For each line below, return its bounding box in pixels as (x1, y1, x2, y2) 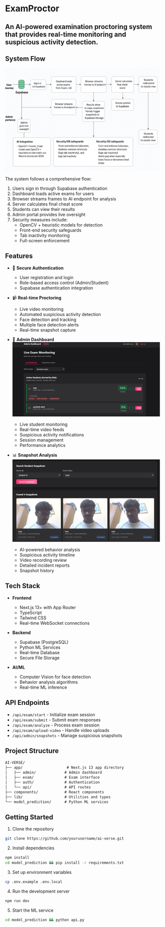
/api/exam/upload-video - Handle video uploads (12, 727, 110, 733)
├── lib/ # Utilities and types (5, 795, 111, 800)
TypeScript (19, 609, 42, 615)
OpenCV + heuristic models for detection (19, 222, 103, 228)
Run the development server (12, 888, 70, 894)
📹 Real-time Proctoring (12, 294, 61, 300)
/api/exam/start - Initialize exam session (12, 711, 96, 718)
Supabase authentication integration (19, 285, 93, 290)
